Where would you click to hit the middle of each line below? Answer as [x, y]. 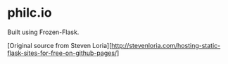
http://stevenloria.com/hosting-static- [166, 45]
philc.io [30, 13]
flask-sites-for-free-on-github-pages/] [63, 53]
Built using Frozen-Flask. [43, 32]
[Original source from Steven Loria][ [59, 45]
